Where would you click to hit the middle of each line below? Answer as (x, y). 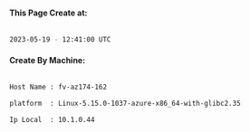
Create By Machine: (48, 60)
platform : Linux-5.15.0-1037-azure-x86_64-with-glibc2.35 (125, 104)
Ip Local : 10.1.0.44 (52, 120)
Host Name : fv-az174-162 (58, 87)
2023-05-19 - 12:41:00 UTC (60, 40)
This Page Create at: (48, 13)
